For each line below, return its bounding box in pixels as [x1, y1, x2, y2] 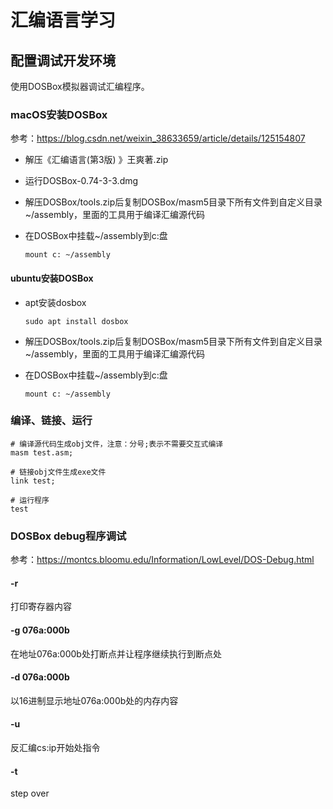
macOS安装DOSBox [10, 107, 108, 121]
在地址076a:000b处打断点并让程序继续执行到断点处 [10, 647, 222, 660]
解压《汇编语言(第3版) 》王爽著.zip [24, 154, 169, 166]
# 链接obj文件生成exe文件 [10, 467, 107, 477]
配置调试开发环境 [10, 52, 116, 69]
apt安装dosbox [24, 296, 87, 308]
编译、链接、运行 [10, 414, 93, 428]
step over [10, 787, 50, 800]
